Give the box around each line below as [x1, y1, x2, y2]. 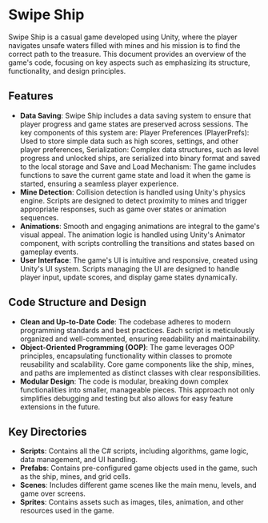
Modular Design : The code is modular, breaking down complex [19, 376, 229, 386]
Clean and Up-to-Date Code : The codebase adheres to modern [19, 316, 231, 326]
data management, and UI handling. [19, 455, 138, 465]
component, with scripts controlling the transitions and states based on [19, 238, 254, 247]
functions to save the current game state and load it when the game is [19, 170, 251, 179]
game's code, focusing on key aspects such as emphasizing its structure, [8, 58, 250, 67]
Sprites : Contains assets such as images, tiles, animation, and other [19, 497, 244, 507]
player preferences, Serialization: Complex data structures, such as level [19, 144, 259, 154]
